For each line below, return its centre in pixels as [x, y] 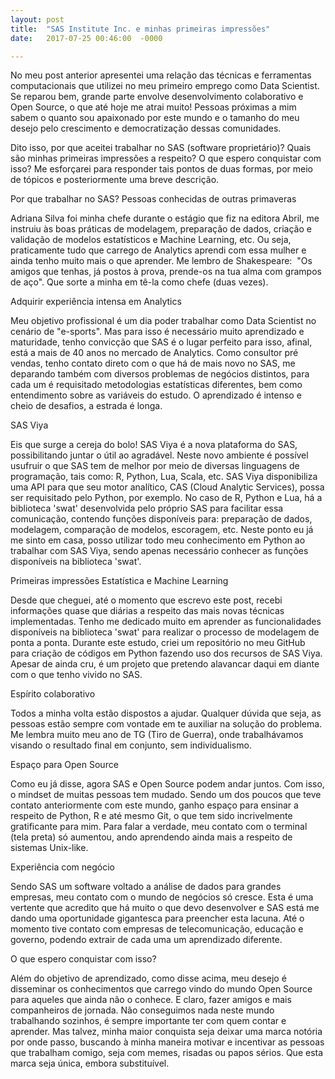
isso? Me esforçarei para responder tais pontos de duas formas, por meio [161, 169]
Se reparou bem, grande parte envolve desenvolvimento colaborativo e [157, 97]
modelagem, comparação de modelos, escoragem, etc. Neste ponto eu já [162, 530]
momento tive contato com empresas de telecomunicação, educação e [157, 929]
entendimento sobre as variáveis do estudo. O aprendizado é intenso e [156, 395]
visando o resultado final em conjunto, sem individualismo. [131, 745]
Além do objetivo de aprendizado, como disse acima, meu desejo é [148, 978]
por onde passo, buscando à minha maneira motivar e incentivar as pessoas [167, 1042]
